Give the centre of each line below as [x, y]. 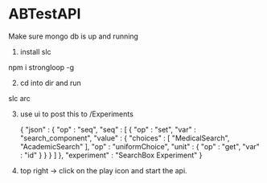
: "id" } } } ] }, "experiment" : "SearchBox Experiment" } [111, 155]
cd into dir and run [51, 83]
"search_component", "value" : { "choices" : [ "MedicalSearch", [125, 138]
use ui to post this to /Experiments [77, 114]
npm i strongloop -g [41, 67]
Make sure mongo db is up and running [74, 36]
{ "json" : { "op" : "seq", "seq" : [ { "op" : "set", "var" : [108, 129]
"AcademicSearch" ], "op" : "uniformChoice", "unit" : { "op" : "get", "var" [140, 146]
